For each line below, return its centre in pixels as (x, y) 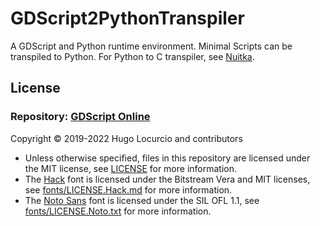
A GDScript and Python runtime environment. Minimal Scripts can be (151, 46)
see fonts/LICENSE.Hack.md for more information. (128, 189)
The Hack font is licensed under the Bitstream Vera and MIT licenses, (167, 179)
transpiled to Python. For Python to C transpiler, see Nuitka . (132, 56)
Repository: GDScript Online (80, 117)
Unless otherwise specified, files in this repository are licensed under (167, 158)
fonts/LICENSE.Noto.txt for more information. (118, 211)
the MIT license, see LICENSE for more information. (131, 168)
